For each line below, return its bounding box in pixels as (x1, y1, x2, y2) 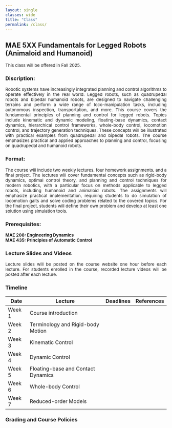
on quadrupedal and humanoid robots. (5, 143, 82, 149)
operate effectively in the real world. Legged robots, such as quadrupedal (5, 92, 167, 97)
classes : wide (5, 12, 36, 17)
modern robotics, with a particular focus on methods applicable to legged (5, 182, 167, 188)
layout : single (5, 7, 38, 13)
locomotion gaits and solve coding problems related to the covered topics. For (5, 198, 167, 203)
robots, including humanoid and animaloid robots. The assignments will (5, 188, 167, 193)
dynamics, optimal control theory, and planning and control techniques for (5, 177, 167, 183)
